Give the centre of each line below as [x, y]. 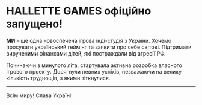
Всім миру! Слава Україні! [40, 95]
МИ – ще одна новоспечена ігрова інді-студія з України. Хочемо [89, 40]
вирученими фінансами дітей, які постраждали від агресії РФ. [86, 53]
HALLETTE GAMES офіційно [79, 11]
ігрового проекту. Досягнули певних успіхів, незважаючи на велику [94, 71]
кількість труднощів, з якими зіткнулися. [58, 78]
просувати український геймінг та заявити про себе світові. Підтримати [99, 47]
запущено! [35, 24]
